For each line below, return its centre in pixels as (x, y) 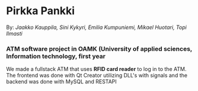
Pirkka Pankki (41, 11)
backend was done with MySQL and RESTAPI (61, 82)
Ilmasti (14, 33)
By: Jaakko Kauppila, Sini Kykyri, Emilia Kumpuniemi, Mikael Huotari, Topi (96, 27)
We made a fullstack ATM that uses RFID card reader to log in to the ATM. (96, 69)
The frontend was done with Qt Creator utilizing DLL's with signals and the (97, 76)
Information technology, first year (56, 56)
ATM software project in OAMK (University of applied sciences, (99, 48)
